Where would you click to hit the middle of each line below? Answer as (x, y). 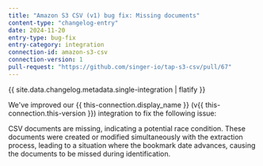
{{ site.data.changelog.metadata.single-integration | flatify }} (107, 89)
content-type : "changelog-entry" (63, 23)
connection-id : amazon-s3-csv (58, 52)
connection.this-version (47, 113)
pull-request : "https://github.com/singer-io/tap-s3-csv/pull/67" (120, 67)
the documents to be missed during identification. (90, 153)
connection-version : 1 (46, 60)
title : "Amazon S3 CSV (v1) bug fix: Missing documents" (104, 15)
